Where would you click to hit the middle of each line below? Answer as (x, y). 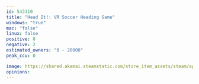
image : (14, 66)
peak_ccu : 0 (21, 56)
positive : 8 (21, 39)
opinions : (18, 72)
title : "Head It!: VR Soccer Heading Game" (61, 17)
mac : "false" (22, 28)
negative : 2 (21, 45)
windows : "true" (26, 22)
